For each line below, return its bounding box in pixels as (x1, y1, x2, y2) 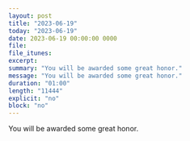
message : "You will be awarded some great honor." (8, 72, 183, 80)
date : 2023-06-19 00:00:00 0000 (8, 34, 117, 43)
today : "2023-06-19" (8, 27, 78, 35)
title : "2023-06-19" (8, 19, 78, 27)
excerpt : (8, 57, 38, 65)
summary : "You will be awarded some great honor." (8, 64, 183, 73)
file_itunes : (8, 49, 53, 57)
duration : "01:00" (8, 79, 70, 87)
